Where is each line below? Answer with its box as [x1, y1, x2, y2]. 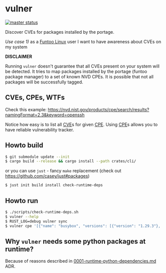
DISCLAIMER [5, 53, 32, 60]
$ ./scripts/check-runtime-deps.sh [5, 209, 79, 214]
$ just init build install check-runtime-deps [5, 183, 103, 188]
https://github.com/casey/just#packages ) [5, 173, 90, 179]
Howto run [5, 197, 39, 205]
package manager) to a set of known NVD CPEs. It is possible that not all [5, 73, 154, 79]
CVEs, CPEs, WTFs [5, 93, 65, 102]
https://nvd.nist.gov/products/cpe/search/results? [48, 106, 150, 112]
